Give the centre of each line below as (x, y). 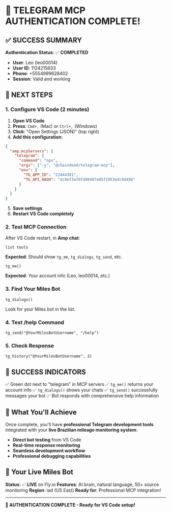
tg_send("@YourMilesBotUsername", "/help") (52, 333)
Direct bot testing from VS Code (47, 440)
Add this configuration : (38, 137)
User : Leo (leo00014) (35, 63)
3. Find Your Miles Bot (33, 289)
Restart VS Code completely (43, 214)
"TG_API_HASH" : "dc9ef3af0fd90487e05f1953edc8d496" (80, 179)
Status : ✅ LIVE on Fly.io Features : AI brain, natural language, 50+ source (82, 484)
